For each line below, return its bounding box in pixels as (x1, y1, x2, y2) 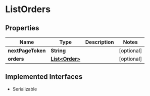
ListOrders (5, 4, 51, 15)
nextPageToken (8, 47, 46, 54)
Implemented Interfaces (5, 72, 83, 81)
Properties (5, 24, 39, 32)
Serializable (12, 86, 37, 92)
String (51, 47, 66, 54)
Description (85, 39, 114, 45)
